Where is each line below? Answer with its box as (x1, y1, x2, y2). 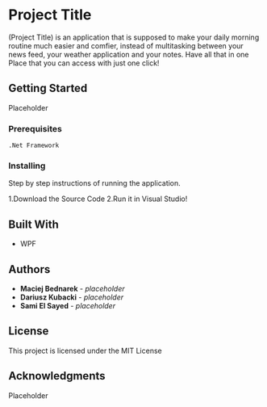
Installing (8, 160, 46, 171)
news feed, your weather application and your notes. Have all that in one (8, 49, 249, 59)
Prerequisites (8, 123, 62, 134)
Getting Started (8, 82, 88, 95)
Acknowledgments (8, 369, 106, 383)
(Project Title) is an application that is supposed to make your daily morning (8, 32, 260, 42)
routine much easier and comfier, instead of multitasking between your (8, 40, 244, 50)
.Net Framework (8, 141, 60, 150)
